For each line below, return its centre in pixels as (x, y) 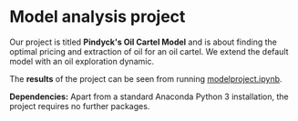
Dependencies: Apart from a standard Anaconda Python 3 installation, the (149, 96)
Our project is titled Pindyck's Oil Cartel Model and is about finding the (144, 42)
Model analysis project (98, 17)
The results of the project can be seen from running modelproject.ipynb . (146, 78)
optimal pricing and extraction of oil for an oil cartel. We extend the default (149, 51)
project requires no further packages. (80, 106)
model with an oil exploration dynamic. (82, 61)
